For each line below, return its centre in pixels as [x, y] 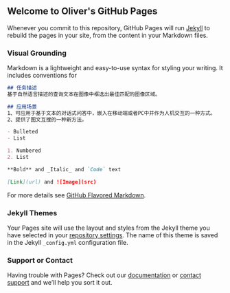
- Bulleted [23, 132]
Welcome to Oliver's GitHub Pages [82, 11]
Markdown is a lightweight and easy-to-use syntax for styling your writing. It [115, 68]
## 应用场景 [22, 107]
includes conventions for [42, 76]
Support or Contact [40, 260]
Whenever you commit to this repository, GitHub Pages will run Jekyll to [109, 28]
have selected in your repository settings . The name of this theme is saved [113, 235]
